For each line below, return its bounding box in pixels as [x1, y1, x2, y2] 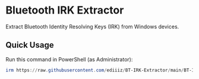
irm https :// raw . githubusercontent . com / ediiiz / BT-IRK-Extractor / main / [5, 67, 184, 73]
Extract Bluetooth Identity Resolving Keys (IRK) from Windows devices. [5, 23, 179, 30]
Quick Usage [5, 40, 54, 50]
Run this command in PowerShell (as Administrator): [5, 55, 133, 62]
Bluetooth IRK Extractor [5, 4, 124, 17]
